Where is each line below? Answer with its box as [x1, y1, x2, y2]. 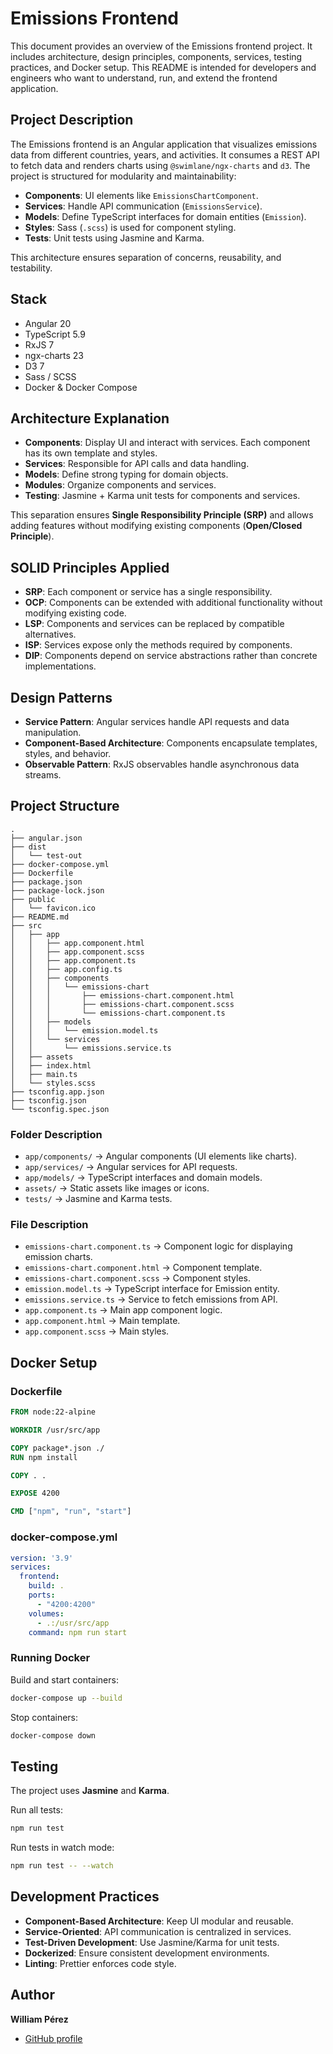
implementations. [24, 660, 97, 672]
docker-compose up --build [10, 1693, 123, 1703]
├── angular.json [10, 833, 83, 843]
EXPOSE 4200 [10, 1488, 60, 1499]
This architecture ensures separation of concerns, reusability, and [10, 251, 282, 263]
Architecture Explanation [10, 410, 170, 427]
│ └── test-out [10, 850, 83, 861]
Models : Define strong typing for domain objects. [24, 468, 229, 481]
